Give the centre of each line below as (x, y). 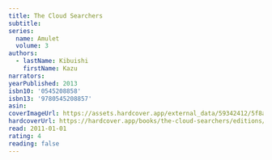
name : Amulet (38, 38)
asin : (17, 106)
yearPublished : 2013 (43, 83)
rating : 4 (25, 136)
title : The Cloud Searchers (56, 16)
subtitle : (25, 23)
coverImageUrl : (34, 114)
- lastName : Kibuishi (52, 61)
